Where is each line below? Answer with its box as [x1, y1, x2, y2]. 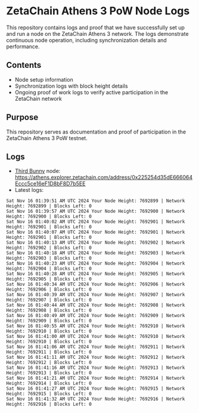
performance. [6, 43, 40, 50]
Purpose [6, 112, 39, 123]
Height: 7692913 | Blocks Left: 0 [6, 370, 92, 376]
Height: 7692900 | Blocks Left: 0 [6, 213, 92, 220]
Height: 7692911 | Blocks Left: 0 [6, 349, 92, 355]
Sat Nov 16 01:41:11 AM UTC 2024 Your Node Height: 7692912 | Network [6, 355, 185, 361]
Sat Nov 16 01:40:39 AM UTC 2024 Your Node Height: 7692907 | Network [6, 292, 185, 298]
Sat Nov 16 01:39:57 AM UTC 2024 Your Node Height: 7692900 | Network [6, 209, 185, 215]
